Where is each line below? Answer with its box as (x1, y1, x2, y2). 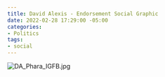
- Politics (7, 29, 39, 37)
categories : (7, 23, 42, 30)
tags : (7, 36, 23, 43)
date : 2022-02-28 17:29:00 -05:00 (7, 17, 109, 24)
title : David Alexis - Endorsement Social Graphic (7, 10, 159, 17)
